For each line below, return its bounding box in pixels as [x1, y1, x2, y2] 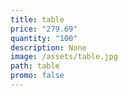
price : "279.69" [10, 24, 78, 34]
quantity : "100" [10, 33, 78, 43]
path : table [10, 61, 60, 71]
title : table [10, 14, 65, 25]
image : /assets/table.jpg [10, 52, 118, 62]
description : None [10, 42, 87, 53]
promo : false [10, 71, 65, 81]
